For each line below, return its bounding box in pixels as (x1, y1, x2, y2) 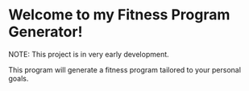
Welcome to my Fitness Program (8, 6, 230, 24)
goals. (8, 73, 29, 83)
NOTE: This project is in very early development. (8, 49, 169, 59)
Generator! (8, 23, 83, 41)
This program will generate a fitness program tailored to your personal (8, 64, 242, 74)
